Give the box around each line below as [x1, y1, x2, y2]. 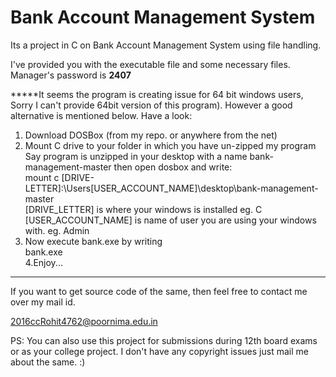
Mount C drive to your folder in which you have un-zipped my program [24, 139, 317, 151]
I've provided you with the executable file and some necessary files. [10, 58, 291, 70]
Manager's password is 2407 [10, 69, 132, 81]
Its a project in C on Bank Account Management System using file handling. [10, 39, 322, 51]
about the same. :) [10, 356, 86, 368]
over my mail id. [10, 296, 76, 308]
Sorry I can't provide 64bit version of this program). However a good [10, 99, 293, 111]
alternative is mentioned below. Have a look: [10, 109, 193, 121]
